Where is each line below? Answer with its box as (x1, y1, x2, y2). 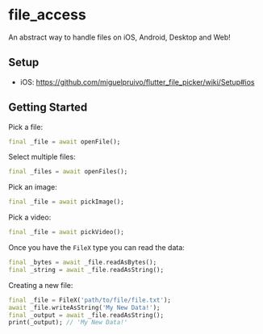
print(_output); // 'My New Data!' (8, 319, 128, 327)
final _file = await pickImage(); (8, 198, 125, 207)
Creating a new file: (8, 280, 73, 290)
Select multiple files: (8, 152, 76, 162)
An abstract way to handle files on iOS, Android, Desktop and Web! (8, 32, 232, 42)
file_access (8, 6, 86, 24)
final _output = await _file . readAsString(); (8, 311, 164, 319)
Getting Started (8, 101, 88, 115)
